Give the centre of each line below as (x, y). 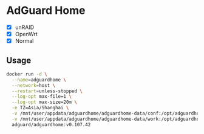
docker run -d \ (27, 74)
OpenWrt (26, 34)
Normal (24, 41)
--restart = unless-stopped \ (47, 91)
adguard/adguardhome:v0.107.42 (51, 124)
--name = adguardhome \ (39, 80)
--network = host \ (34, 85)
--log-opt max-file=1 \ (42, 97)
